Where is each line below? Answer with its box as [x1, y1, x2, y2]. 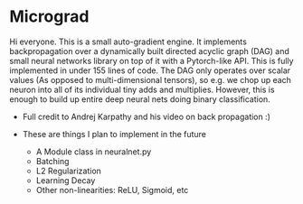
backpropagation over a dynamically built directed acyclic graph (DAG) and [9, 45, 289, 56]
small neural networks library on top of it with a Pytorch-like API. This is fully [9, 55, 294, 66]
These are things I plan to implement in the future [22, 128, 206, 139]
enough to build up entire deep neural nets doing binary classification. [9, 93, 271, 105]
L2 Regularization [35, 165, 102, 176]
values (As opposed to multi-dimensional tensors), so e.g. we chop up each [9, 74, 292, 85]
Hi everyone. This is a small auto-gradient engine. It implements [9, 36, 247, 47]
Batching [35, 155, 70, 166]
